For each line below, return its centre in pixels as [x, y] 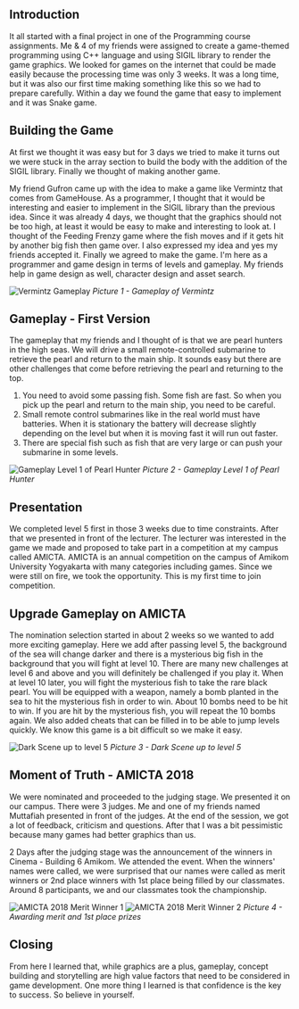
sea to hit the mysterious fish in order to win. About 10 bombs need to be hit [149, 702]
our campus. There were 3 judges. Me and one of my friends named [135, 806]
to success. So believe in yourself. [72, 995]
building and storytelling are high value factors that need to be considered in [149, 975]
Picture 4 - [263, 907]
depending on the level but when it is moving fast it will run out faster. [150, 434]
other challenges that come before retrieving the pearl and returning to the [146, 368]
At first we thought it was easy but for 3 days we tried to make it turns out [145, 152]
